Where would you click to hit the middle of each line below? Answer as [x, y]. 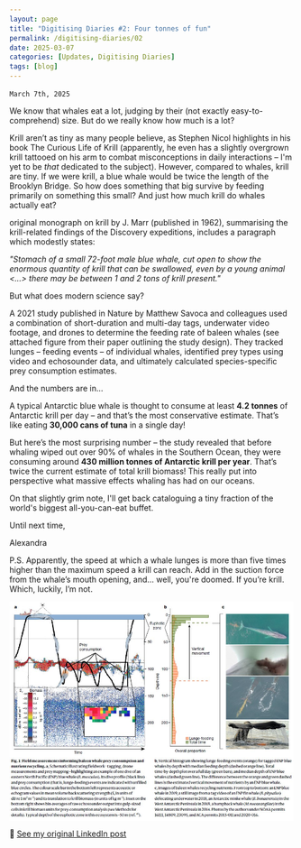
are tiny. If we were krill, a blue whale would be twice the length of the [139, 176]
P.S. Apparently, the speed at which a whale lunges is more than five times [148, 560]
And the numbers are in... [56, 388]
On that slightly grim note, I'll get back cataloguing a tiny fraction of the [141, 498]
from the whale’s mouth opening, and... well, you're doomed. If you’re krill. [147, 579]
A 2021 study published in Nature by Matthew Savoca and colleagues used [149, 313]
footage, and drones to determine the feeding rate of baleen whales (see [144, 332]
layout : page [34, 19]
